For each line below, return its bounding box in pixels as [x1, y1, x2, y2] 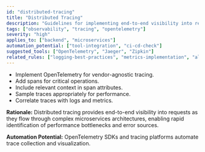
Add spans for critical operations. [15, 77, 99, 85]
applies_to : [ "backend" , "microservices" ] [6, 37, 116, 43]
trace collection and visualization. [6, 139, 91, 147]
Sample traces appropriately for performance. [15, 90, 131, 97]
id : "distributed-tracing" [6, 9, 75, 15]
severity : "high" [6, 32, 51, 38]
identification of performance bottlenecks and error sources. [6, 121, 159, 128]
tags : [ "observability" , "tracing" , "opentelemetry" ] [6, 26, 146, 32]
